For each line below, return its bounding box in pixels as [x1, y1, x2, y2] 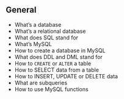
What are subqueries [14, 79, 68, 86]
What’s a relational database [14, 27, 86, 35]
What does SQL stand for [14, 33, 79, 41]
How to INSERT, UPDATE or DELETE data [14, 72, 119, 80]
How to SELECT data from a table [14, 66, 99, 73]
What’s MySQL [14, 40, 53, 47]
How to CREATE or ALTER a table [14, 60, 92, 67]
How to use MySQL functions [14, 85, 89, 93]
